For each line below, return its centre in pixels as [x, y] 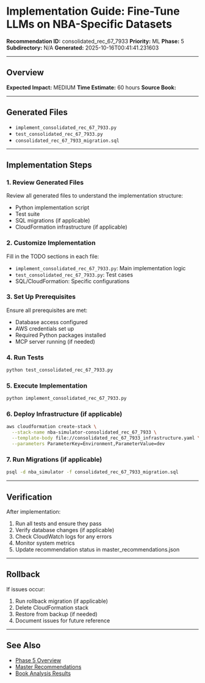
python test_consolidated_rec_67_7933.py [60, 370]
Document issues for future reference [63, 620]
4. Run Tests [25, 357]
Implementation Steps [49, 165]
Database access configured [51, 322]
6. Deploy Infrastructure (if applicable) [64, 414]
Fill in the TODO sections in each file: [53, 256]
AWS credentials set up [45, 328]
